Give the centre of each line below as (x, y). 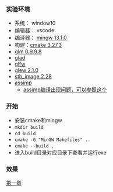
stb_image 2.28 (33, 77)
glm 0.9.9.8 (28, 52)
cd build (25, 133)
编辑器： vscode (34, 30)
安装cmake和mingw (38, 120)
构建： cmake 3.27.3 (38, 45)
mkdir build (29, 127)
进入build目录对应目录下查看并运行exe (60, 152)
